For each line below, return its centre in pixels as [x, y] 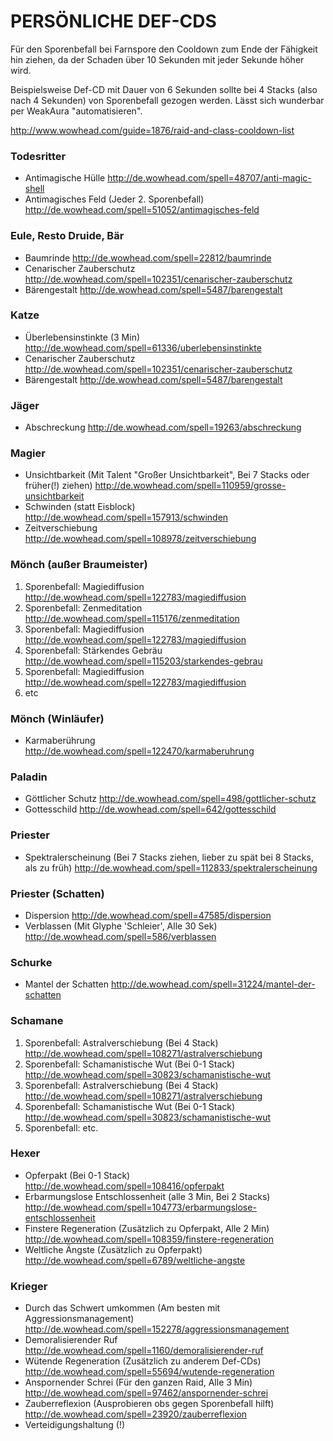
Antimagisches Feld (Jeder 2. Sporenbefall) [114, 199]
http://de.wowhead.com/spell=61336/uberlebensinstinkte [143, 347]
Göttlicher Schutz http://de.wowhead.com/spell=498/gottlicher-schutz [170, 799]
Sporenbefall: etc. [61, 1127]
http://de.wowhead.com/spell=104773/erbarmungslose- [140, 1207]
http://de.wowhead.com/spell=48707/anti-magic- [209, 178]
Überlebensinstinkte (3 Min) [82, 337]
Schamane [37, 1021]
